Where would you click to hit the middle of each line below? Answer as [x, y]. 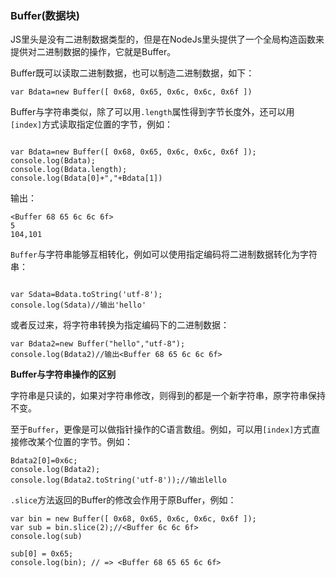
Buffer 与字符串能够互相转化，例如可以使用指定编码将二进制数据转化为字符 [164, 254]
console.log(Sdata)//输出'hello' [78, 305]
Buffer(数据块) [45, 15]
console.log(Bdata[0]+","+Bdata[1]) [86, 178]
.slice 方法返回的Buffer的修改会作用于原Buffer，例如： [123, 500]
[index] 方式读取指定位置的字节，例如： [92, 124]
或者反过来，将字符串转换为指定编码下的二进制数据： [120, 325]
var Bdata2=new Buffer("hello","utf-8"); [98, 344]
